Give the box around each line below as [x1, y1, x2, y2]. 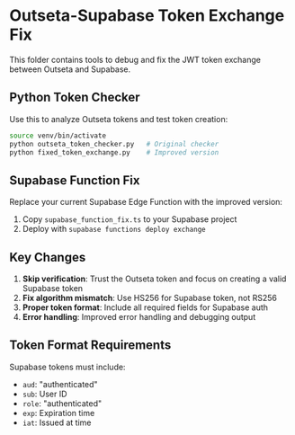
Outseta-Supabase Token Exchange [9, 5, 285, 26]
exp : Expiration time [22, 407, 95, 418]
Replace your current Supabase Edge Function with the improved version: [9, 197, 283, 208]
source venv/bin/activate [9, 131, 106, 140]
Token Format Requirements [9, 338, 172, 353]
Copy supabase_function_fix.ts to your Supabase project [22, 214, 237, 225]
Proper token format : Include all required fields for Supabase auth [22, 302, 268, 313]
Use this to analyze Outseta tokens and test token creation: [9, 113, 228, 124]
